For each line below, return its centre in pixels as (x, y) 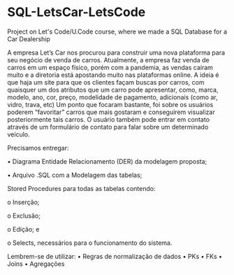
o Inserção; (23, 202)
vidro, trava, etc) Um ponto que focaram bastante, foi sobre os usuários (110, 104)
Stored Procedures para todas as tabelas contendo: (81, 188)
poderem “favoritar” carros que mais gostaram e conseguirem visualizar (111, 112)
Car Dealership (29, 38)
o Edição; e (23, 229)
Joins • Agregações (36, 264)
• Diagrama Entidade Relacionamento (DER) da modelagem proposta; (107, 161)
